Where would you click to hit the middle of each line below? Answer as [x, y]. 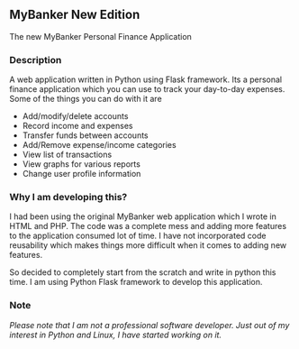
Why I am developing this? [68, 197]
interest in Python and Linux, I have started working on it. [116, 335]
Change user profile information [82, 174]
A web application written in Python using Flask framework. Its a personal [146, 79]
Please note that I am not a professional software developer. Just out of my [149, 325]
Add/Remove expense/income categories [100, 145]
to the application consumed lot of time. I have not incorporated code [138, 236]
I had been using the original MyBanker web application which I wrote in [143, 216]
